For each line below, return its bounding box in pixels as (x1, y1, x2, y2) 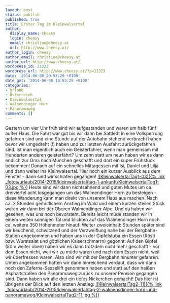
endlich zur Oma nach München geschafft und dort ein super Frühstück (5, 157, 155, 163)
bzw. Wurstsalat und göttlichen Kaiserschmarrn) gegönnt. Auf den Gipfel (5, 238, 157, 244)
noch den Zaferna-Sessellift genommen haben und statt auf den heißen (5, 264, 155, 271)
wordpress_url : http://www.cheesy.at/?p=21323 (5, 69, 106, 74)
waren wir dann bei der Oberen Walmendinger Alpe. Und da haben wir (5, 206, 152, 212)
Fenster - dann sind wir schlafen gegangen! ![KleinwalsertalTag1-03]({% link (5, 173, 165, 179)
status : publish (5, 12, 40, 17)
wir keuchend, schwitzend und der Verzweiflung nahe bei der (5, 227, 134, 233)
